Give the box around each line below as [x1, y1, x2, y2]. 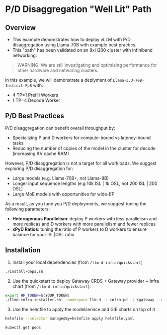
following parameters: [5, 206, 50, 212]
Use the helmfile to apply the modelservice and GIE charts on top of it [12, 307, 156, 313]
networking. [12, 52, 37, 58]
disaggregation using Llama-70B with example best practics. [12, 42, 137, 48]
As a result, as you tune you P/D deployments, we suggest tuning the [5, 200, 147, 206]
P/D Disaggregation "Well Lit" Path [5, 3, 152, 15]
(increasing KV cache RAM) [12, 151, 70, 157]
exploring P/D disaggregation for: [5, 166, 74, 171]
